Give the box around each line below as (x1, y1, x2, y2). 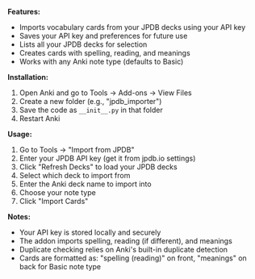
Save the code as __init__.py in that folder (19, 105, 163, 115)
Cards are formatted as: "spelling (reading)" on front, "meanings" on (19, 253, 247, 263)
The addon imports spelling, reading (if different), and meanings (19, 236, 233, 245)
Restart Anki (19, 114, 61, 123)
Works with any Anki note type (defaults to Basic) (19, 56, 184, 66)
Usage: (7, 129, 33, 139)
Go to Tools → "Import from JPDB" (19, 145, 135, 154)
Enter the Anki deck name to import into (19, 179, 152, 189)
